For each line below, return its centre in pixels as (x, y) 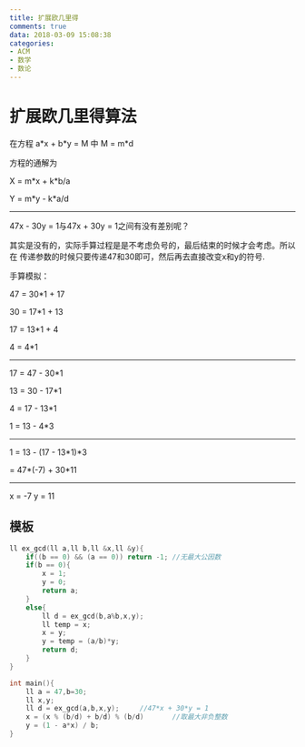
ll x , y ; (40, 700)
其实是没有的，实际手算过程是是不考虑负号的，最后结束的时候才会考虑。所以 (152, 245)
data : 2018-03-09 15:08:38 (60, 35)
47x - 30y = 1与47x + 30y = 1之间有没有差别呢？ (100, 226)
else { (36, 607)
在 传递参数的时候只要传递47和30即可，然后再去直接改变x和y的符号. (137, 257)
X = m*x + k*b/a (40, 181)
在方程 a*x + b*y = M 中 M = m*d (72, 143)
